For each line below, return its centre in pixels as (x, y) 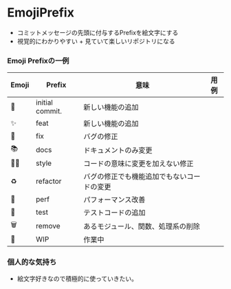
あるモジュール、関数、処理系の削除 (142, 226)
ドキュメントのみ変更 (118, 150)
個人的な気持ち (32, 262)
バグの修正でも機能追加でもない (135, 177)
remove (48, 226)
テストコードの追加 (114, 213)
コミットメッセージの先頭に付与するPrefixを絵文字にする (98, 32)
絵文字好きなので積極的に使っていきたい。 (77, 278)
